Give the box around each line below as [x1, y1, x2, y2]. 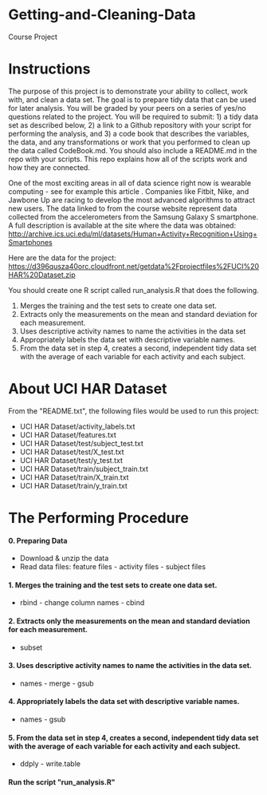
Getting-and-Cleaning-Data [8, 6, 197, 24]
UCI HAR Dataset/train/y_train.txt [19, 481, 128, 490]
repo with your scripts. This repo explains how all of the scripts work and [8, 154, 248, 164]
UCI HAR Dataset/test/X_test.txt [19, 447, 125, 457]
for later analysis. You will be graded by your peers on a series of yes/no [8, 103, 246, 113]
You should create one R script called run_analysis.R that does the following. [8, 285, 259, 295]
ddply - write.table [19, 759, 81, 769]
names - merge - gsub [19, 678, 94, 688]
